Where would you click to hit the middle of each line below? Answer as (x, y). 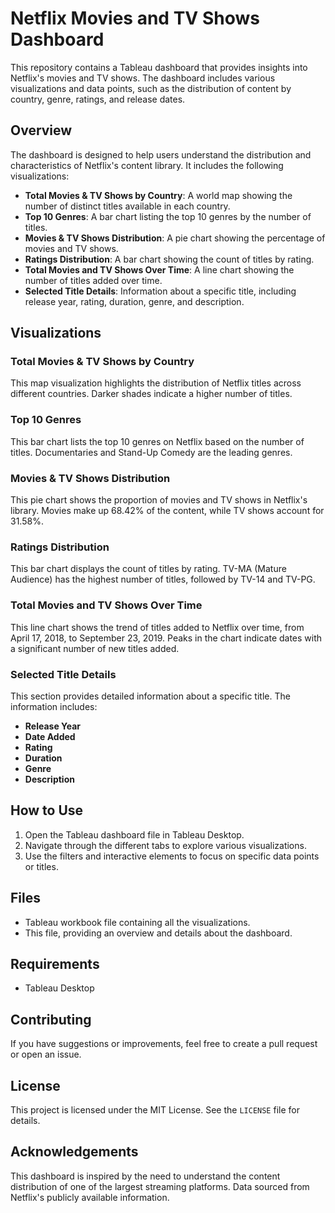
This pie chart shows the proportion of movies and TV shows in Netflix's (159, 500)
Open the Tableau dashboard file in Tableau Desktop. (134, 834)
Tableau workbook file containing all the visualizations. (137, 922)
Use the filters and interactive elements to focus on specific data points (172, 856)
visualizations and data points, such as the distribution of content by (151, 88)
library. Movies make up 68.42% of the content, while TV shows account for (167, 511)
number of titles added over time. (93, 280)
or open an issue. (46, 1054)
